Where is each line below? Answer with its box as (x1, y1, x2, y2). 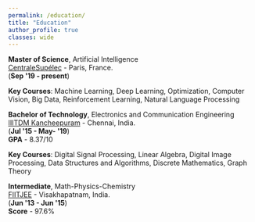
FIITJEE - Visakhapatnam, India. (8, 190, 111, 199)
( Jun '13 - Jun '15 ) (8, 199, 68, 208)
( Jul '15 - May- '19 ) (8, 127, 70, 136)
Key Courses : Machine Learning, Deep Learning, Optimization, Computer (8, 87, 245, 96)
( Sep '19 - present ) (8, 71, 70, 81)
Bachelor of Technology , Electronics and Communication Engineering (8, 110, 235, 120)
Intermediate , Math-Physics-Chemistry (8, 181, 135, 192)
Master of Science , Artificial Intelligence (8, 55, 138, 64)
